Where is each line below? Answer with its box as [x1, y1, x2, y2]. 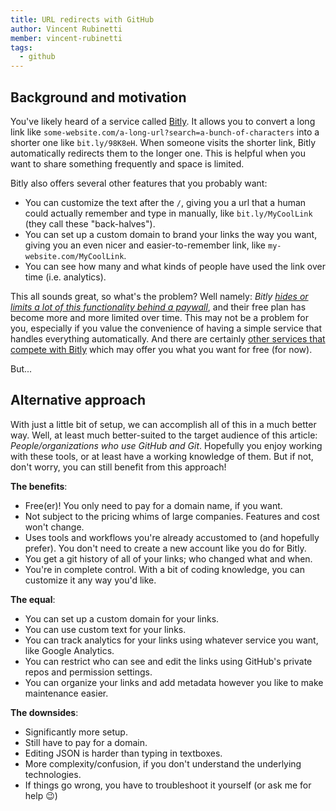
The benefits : [10, 480, 68, 492]
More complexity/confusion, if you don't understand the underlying [24, 757, 302, 770]
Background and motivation [10, 89, 187, 106]
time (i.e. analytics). [24, 271, 107, 283]
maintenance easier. [24, 687, 109, 699]
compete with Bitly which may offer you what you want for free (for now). [10, 343, 313, 355]
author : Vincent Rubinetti [10, 24, 123, 34]
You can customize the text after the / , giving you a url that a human [24, 196, 307, 208]
